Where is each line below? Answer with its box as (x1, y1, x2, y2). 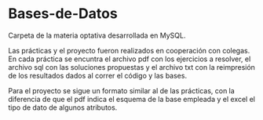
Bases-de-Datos (8, 5, 118, 23)
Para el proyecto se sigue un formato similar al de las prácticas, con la (8, 85, 236, 95)
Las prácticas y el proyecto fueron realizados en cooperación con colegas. (8, 45, 250, 55)
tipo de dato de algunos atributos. (8, 103, 118, 112)
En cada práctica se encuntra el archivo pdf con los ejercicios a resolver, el (8, 54, 251, 64)
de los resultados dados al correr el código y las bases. (8, 71, 187, 80)
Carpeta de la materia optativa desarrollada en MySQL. (8, 31, 186, 40)
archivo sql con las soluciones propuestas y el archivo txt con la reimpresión (8, 62, 255, 71)
